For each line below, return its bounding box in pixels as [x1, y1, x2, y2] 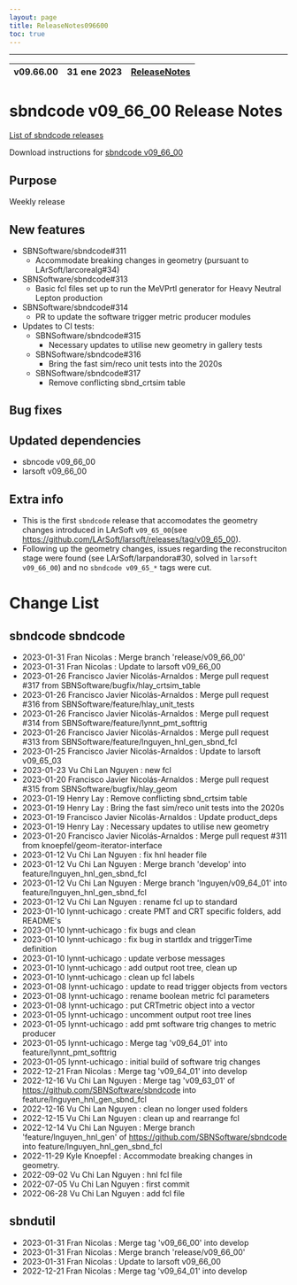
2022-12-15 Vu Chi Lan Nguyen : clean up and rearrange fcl [21, 1112, 240, 1123]
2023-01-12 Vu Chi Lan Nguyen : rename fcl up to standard [21, 896, 238, 907]
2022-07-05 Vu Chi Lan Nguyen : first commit [21, 1179, 190, 1189]
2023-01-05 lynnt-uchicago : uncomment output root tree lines [21, 1009, 252, 1019]
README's [21, 915, 62, 925]
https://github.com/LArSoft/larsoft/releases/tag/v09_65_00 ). [21, 533, 241, 545]
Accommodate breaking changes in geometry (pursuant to [34, 254, 249, 266]
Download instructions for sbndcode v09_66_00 [9, 147, 184, 158]
